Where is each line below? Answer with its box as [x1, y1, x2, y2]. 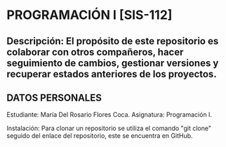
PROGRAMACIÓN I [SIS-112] [6, 7, 173, 23]
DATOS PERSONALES [6, 91, 102, 103]
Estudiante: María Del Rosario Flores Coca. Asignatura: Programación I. [6, 110, 212, 119]
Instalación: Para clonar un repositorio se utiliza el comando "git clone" [6, 124, 212, 133]
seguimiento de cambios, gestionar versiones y [6, 57, 219, 69]
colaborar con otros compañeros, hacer [6, 46, 184, 58]
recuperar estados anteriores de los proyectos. [6, 68, 217, 80]
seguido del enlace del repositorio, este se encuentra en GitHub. [6, 132, 194, 140]
